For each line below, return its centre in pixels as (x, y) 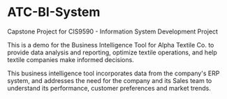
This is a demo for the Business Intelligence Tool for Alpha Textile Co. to (111, 45)
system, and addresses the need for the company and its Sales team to (110, 80)
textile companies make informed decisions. (71, 59)
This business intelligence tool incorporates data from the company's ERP (113, 73)
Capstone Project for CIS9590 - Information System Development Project (113, 31)
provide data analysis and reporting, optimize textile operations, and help (112, 52)
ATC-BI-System (54, 12)
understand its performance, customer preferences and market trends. (109, 88)
